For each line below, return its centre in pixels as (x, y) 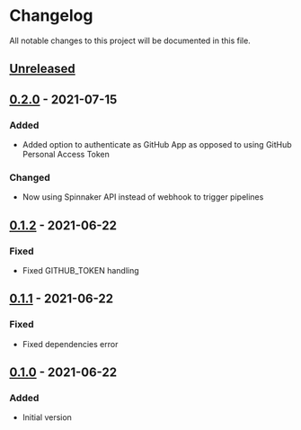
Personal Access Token (66, 155)
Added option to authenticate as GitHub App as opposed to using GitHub (157, 145)
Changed (30, 177)
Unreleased (43, 69)
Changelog (51, 16)
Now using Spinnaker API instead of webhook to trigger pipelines (143, 197)
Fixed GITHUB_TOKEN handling (80, 270)
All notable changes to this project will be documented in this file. (130, 40)
